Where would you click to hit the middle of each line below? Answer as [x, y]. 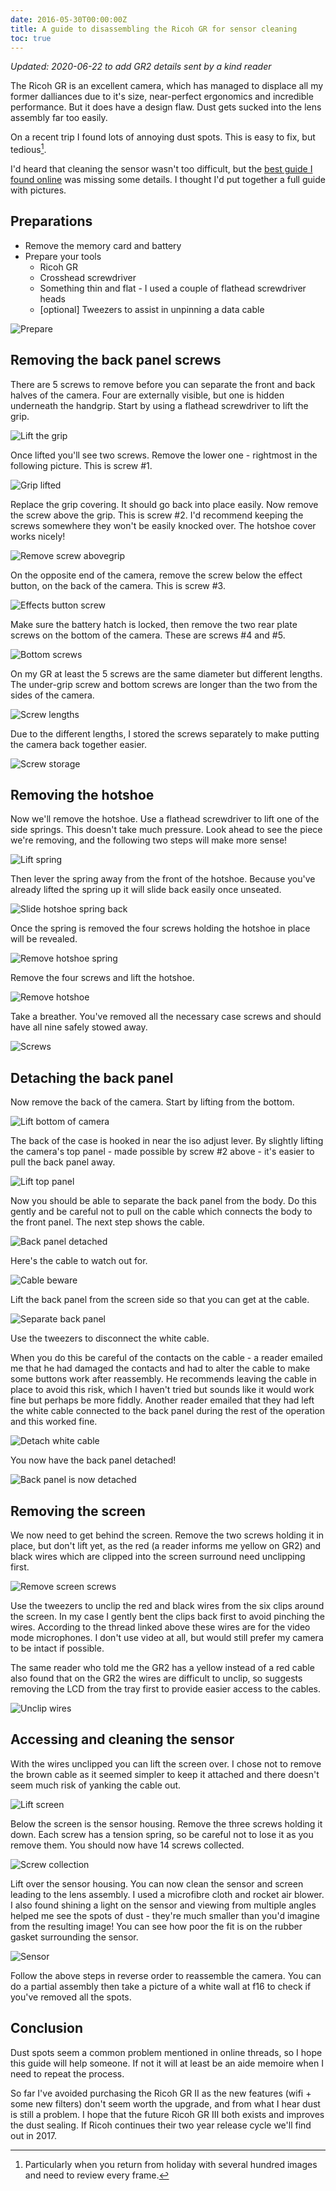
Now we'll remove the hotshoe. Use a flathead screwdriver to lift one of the [165, 819]
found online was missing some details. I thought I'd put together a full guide [168, 180]
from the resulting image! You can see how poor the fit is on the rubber [156, 1926]
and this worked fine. [54, 1422]
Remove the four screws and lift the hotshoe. [102, 978]
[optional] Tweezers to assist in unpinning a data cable [152, 309]
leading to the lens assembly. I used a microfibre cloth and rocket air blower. [167, 1894]
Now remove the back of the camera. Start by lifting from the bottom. [152, 1102]
